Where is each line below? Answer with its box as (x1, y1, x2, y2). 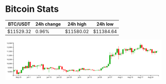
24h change (35, 21, 61, 27)
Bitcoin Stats (5, 3, 59, 15)
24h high (67, 21, 87, 27)
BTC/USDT (8, 21, 31, 27)
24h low (96, 21, 114, 27)
